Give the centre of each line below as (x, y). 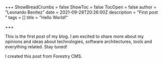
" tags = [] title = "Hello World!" (37, 17)
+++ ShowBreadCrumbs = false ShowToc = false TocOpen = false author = (81, 7)
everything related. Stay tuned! (36, 47)
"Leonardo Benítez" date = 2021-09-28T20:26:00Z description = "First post (81, 12)
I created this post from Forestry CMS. (44, 56)
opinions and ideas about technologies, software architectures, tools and (79, 42)
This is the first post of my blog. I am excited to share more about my (74, 36)
